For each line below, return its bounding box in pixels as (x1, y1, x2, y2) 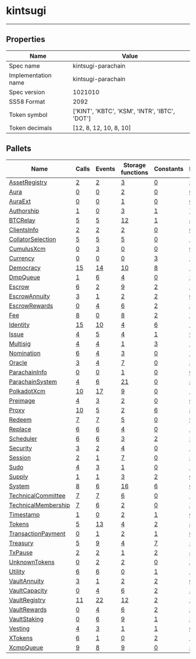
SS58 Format (9, 98, 45, 106)
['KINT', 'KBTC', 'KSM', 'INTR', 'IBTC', (72, 107, 175, 115)
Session (9, 453, 31, 462)
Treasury (9, 539, 34, 547)
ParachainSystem (9, 377, 57, 386)
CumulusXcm (9, 244, 46, 252)
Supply (9, 472, 29, 480)
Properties (6, 34, 45, 44)
